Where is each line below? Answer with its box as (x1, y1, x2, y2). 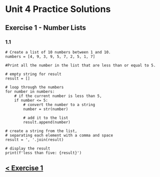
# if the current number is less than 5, (14, 93, 102, 98)
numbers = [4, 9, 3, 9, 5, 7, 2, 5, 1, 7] (5, 54, 95, 59)
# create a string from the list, (5, 128, 78, 133)
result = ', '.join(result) (5, 137, 64, 142)
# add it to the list (23, 115, 69, 120)
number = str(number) (23, 106, 69, 111)
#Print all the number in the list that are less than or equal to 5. (5, 62, 156, 68)
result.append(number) (23, 119, 71, 124)
